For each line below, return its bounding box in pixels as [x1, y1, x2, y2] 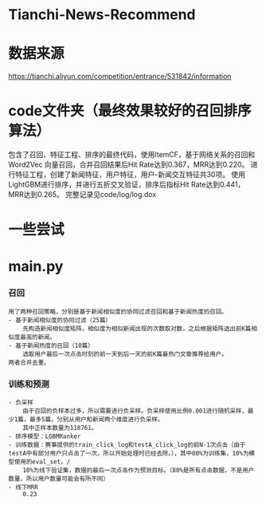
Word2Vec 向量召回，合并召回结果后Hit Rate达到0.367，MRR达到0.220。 [8, 160, 249, 169]
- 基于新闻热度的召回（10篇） [8, 341, 94, 349]
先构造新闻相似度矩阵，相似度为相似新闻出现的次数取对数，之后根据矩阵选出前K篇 [22, 325, 252, 333]
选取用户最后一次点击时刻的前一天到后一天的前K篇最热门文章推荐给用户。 [22, 349, 229, 358]
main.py [8, 258, 64, 276]
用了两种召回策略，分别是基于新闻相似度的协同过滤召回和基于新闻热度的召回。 [8, 307, 228, 316]
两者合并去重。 [8, 358, 50, 366]
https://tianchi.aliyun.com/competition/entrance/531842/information [8, 72, 232, 81]
